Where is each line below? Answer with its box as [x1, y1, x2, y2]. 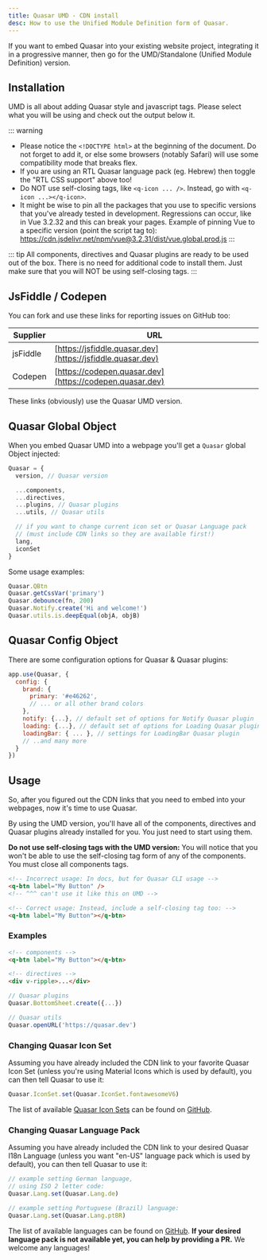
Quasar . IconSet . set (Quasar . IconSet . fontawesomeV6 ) [8, 1090, 180, 1098]
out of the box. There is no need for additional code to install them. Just [8, 258, 243, 267]
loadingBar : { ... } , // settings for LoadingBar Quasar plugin [22, 729, 240, 737]
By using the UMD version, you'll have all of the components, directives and [8, 819, 257, 829]
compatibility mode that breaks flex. [19, 158, 137, 168]
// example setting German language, [8, 1175, 133, 1183]
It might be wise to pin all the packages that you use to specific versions [19, 201, 257, 210]
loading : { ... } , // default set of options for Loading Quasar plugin [22, 722, 261, 730]
